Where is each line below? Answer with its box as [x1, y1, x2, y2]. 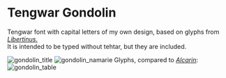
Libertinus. [7, 35, 38, 43]
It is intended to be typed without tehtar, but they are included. [7, 42, 187, 50]
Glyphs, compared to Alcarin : [114, 55, 199, 64]
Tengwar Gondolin [7, 5, 116, 21]
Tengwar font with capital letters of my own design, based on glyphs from [7, 28, 220, 36]
